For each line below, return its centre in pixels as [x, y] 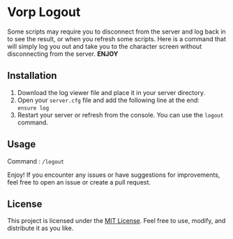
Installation [32, 76]
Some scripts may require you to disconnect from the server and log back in [117, 31]
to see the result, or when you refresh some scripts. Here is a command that [117, 38]
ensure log [33, 108]
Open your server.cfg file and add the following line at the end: [108, 100]
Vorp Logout [44, 12]
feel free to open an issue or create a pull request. [79, 182]
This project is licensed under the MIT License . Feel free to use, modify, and [116, 221]
